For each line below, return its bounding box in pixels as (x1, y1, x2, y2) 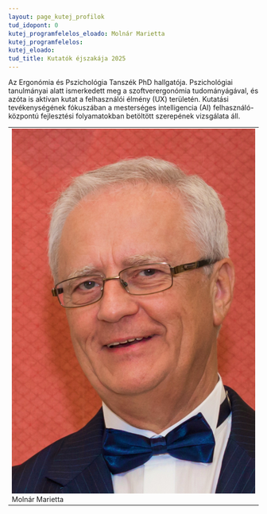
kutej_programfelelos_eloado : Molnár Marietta (8, 29, 165, 37)
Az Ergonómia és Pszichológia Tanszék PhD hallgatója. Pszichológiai (8, 78, 233, 87)
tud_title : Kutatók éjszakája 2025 (8, 55, 126, 63)
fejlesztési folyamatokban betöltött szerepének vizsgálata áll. (41, 111, 241, 121)
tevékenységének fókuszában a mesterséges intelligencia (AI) (8, 103, 212, 112)
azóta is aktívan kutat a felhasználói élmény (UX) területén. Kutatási (8, 95, 229, 103)
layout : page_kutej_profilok (8, 13, 105, 21)
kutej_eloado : (8, 46, 56, 55)
